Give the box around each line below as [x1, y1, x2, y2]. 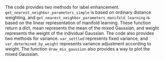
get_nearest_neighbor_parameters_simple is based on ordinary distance [5, 9, 152, 15]
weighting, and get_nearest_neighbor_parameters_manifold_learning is [5, 15, 150, 20]
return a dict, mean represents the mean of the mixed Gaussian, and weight [5, 25, 160, 31]
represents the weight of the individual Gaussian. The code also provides [5, 30, 155, 36]
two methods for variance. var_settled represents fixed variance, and [5, 35, 148, 41]
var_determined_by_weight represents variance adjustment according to [5, 41, 152, 46]
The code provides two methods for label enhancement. [5, 4, 120, 10]
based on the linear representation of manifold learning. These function [5, 20, 151, 26]
